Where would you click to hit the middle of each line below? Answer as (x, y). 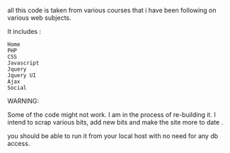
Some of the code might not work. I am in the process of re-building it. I (111, 115)
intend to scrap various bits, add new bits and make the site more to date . (115, 122)
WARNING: (23, 101)
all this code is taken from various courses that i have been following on (112, 10)
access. (19, 143)
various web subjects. (39, 18)
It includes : (24, 32)
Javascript (23, 63)
